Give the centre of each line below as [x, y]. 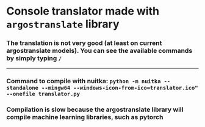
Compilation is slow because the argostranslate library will [95, 109]
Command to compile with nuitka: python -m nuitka [84, 81]
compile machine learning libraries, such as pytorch [85, 117]
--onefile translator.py [43, 94]
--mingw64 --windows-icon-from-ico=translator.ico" [120, 88]
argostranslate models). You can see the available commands [99, 51]
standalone [22, 88]
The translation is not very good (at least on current [84, 43]
